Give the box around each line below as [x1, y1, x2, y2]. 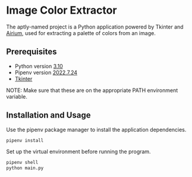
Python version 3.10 [14, 62, 64, 69]
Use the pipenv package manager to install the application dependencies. [6, 126, 187, 133]
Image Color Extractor [6, 4, 117, 17]
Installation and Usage [6, 110, 91, 121]
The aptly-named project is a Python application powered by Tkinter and [6, 23, 184, 30]
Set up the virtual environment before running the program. [6, 148, 151, 155]
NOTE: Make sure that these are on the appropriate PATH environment [6, 87, 178, 94]
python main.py [6, 165, 44, 171]
